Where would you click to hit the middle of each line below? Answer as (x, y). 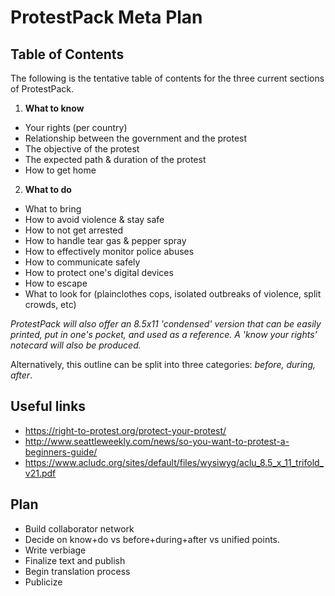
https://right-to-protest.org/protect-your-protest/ (125, 430)
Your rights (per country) (76, 127)
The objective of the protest (82, 149)
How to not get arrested (74, 230)
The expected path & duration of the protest (115, 159)
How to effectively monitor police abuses (109, 251)
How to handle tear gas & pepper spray (105, 240)
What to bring (53, 209)
